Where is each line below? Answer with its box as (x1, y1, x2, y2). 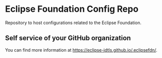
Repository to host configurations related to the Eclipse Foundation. (5, 20, 141, 26)
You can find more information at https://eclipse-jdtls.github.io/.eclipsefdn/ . (5, 47, 158, 53)
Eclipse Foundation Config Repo (5, 3, 139, 15)
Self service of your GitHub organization (5, 34, 131, 42)
